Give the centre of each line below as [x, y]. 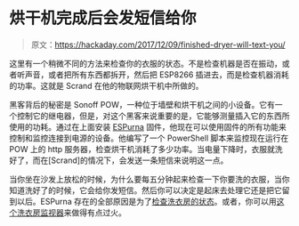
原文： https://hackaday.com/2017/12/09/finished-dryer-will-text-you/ [158, 44]
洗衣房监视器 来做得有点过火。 [71, 212]
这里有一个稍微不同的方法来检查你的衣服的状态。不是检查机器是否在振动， [145, 63]
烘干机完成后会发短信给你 [103, 18]
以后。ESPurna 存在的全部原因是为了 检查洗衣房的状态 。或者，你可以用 [147, 201]
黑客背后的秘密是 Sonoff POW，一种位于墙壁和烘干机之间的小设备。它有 [142, 104]
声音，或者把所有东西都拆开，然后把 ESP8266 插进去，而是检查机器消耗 [157, 74]
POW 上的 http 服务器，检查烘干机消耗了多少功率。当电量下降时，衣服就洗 [146, 149]
